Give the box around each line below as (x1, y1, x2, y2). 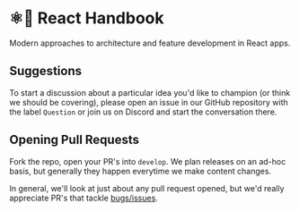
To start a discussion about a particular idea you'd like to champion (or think (9, 87, 291, 98)
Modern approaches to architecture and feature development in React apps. (9, 38, 291, 48)
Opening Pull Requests (9, 132, 139, 148)
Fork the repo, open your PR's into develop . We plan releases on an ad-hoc (9, 156, 286, 166)
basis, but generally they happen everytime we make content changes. (9, 165, 272, 176)
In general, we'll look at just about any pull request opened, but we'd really (9, 182, 285, 193)
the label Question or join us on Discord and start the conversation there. (9, 106, 277, 117)
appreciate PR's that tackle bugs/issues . (9, 192, 159, 203)
